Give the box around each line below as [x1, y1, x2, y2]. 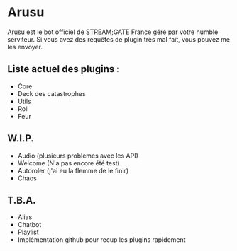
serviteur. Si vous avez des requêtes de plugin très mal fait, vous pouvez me [7, 35, 231, 43]
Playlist [17, 228, 39, 237]
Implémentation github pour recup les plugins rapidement [17, 235, 186, 244]
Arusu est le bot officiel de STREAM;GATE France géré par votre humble [7, 28, 219, 36]
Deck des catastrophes [17, 89, 87, 98]
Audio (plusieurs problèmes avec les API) [17, 151, 138, 160]
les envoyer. [7, 42, 43, 51]
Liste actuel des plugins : [7, 63, 121, 75]
